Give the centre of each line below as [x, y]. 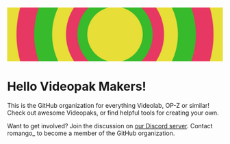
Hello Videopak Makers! [77, 87]
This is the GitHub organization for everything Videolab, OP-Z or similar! [108, 105]
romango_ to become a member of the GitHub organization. [91, 133]
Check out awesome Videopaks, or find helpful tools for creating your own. [113, 113]
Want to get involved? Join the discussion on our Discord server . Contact [110, 126]
